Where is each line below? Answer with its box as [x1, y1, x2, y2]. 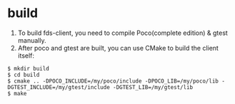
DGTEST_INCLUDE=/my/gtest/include [7, 83, 111, 90]
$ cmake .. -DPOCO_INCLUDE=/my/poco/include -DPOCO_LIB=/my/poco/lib [7, 77, 219, 85]
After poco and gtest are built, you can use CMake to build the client [17, 43, 219, 52]
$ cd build [7, 71, 40, 78]
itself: [17, 51, 34, 60]
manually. [17, 36, 46, 44]
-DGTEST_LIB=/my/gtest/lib [113, 83, 194, 90]
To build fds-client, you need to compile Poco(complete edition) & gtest [17, 28, 229, 37]
